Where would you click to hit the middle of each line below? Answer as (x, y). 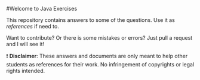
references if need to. (33, 26)
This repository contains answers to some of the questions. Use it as (90, 20)
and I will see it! (25, 44)
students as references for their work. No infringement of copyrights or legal (100, 64)
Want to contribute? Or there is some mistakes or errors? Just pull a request (99, 38)
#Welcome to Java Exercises (42, 9)
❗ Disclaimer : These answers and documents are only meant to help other (97, 56)
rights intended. (26, 71)
